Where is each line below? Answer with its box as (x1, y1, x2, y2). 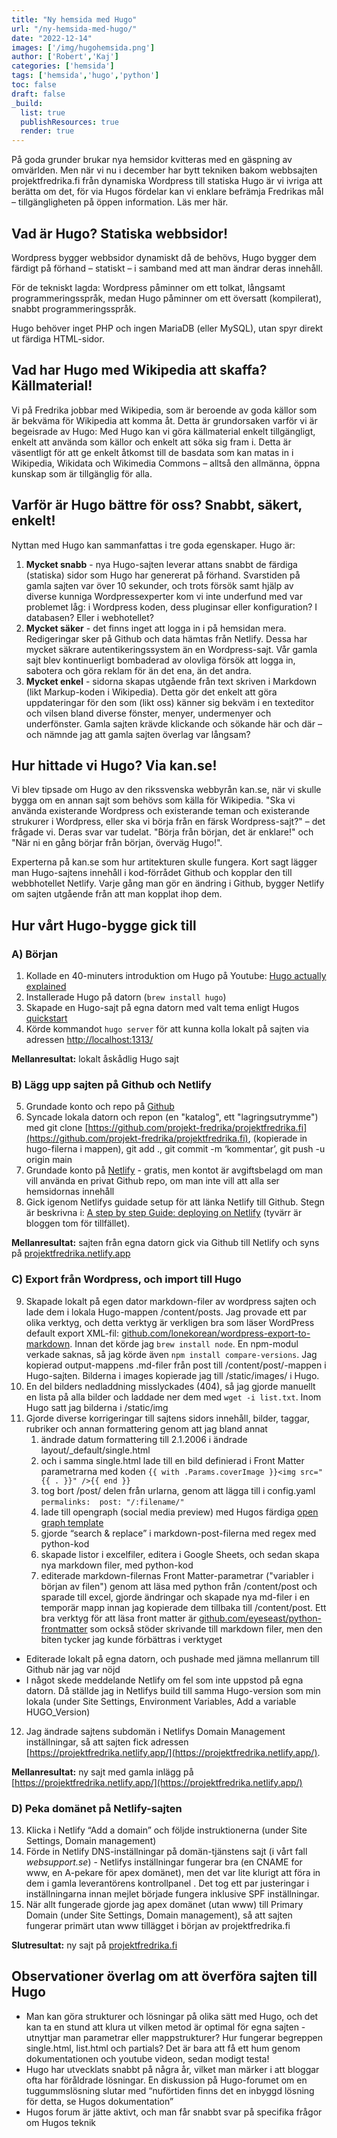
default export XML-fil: (25, 1327, 120, 1339)
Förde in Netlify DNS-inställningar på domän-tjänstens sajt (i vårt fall (25, 1845, 308, 1857)
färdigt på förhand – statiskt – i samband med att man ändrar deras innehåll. (11, 262, 324, 274)
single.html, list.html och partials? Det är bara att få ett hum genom (25, 2042, 301, 2054)
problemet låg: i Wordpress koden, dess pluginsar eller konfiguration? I (25, 601, 318, 613)
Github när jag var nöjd (25, 1663, 121, 1675)
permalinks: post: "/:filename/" (40, 1497, 185, 1507)
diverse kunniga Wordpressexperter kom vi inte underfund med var (25, 590, 303, 602)
